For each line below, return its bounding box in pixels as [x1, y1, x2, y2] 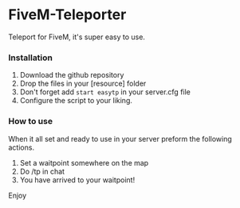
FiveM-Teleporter [8, 6, 127, 24]
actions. [8, 142, 34, 152]
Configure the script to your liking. [19, 96, 133, 106]
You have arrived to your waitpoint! [19, 174, 136, 185]
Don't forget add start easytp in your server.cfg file [19, 87, 191, 97]
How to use [8, 116, 53, 127]
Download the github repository [19, 70, 124, 80]
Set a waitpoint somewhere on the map [19, 158, 149, 167]
